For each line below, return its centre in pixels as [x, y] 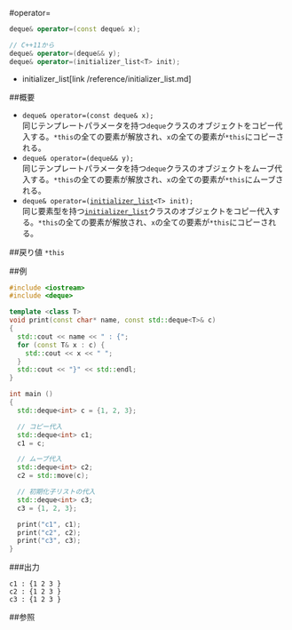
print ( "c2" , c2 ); [49, 532]
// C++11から [32, 45]
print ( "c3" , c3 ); [49, 541]
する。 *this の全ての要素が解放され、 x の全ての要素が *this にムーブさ [157, 179]
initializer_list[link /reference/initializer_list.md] [107, 78]
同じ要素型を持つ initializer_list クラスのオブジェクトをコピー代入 [147, 211]
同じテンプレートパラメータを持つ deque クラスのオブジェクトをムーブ [148, 168]
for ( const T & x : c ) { [61, 345]
